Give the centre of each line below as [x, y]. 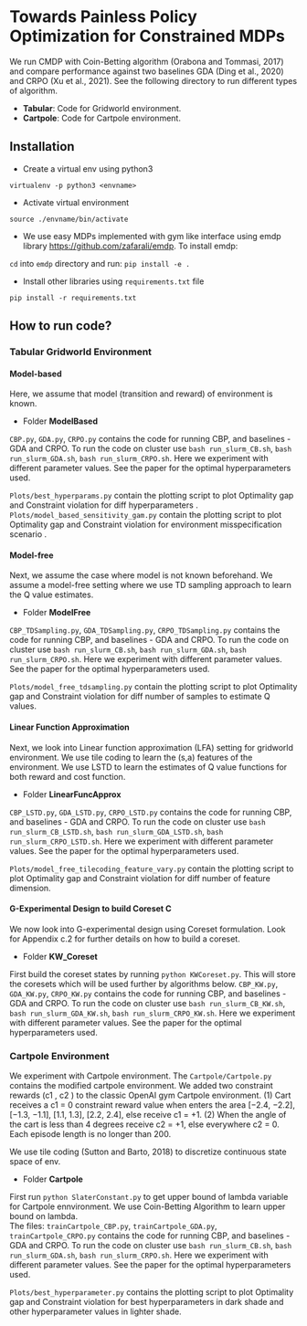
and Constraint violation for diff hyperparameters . [104, 505]
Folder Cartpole [53, 1179]
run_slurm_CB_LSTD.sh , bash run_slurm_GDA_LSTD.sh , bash [116, 831]
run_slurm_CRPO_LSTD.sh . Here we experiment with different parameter [142, 841]
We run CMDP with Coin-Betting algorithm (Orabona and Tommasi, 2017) [147, 61]
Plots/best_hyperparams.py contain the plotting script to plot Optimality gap [152, 496]
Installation [42, 147]
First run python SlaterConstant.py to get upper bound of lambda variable [149, 1197]
